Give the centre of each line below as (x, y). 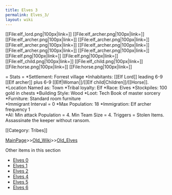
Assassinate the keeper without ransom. (48, 121)
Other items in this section (33, 150)
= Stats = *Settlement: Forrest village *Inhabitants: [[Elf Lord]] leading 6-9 (84, 77)
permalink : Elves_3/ (27, 15)
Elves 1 (20, 166)
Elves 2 (21, 171)
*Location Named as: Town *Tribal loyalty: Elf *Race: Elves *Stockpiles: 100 (86, 88)
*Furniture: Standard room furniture (43, 99)
